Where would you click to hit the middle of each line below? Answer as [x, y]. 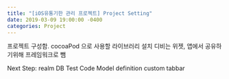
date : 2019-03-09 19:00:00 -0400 [55, 20]
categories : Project [37, 26]
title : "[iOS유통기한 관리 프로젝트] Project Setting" [80, 13]
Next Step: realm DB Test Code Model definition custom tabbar [96, 68]
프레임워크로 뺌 [46, 54]
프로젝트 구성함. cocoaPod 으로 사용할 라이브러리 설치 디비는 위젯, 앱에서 [105, 46]
